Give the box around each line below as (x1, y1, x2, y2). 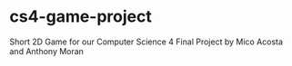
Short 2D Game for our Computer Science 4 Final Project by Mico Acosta (9, 36, 284, 47)
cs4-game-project (9, 6, 153, 27)
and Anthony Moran (9, 45, 85, 56)
